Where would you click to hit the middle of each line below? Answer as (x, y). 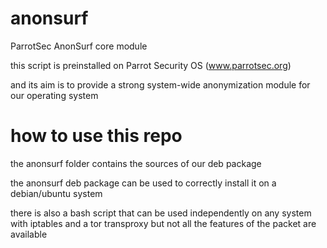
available (29, 234)
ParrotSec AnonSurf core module (79, 46)
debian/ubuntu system (56, 193)
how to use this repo (96, 136)
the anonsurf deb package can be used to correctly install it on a (143, 183)
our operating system (54, 95)
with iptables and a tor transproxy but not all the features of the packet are (163, 223)
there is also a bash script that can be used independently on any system (161, 213)
